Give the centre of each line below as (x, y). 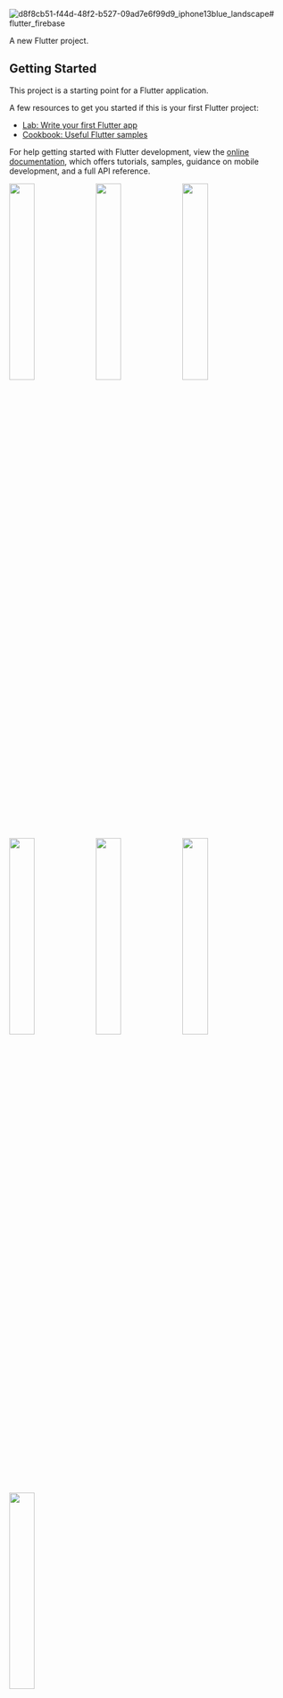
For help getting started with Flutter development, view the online (129, 151)
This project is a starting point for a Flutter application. (109, 90)
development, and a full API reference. (80, 171)
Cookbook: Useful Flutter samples (85, 134)
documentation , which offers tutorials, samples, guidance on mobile (134, 161)
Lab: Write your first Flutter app (80, 124)
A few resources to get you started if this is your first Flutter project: (134, 107)
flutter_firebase (37, 23)
